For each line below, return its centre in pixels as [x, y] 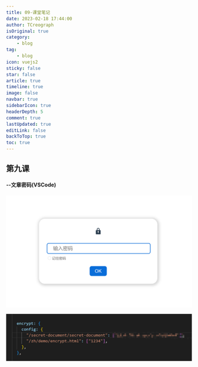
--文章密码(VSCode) [31, 185]
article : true [24, 81]
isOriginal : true [27, 31]
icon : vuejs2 [22, 62]
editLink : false [26, 130]
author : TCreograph [30, 25]
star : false [21, 74]
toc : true [18, 143]
